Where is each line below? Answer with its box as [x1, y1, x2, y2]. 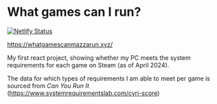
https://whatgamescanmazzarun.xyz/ [7, 40, 113, 48]
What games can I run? [7, 4, 141, 20]
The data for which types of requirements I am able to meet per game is [7, 74, 211, 83]
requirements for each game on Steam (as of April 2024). [7, 61, 170, 69]
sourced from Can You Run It [7, 81, 89, 90]
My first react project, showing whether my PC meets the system [7, 53, 191, 62]
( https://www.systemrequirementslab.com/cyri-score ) [7, 89, 160, 97]
